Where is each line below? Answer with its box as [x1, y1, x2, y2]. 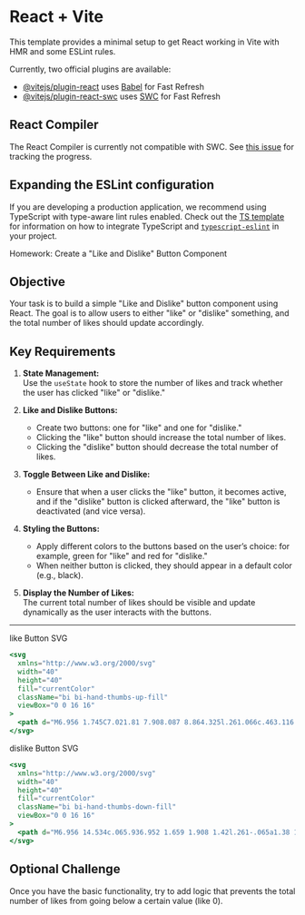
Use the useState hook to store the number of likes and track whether [22, 378, 283, 389]
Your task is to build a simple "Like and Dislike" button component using [9, 298, 279, 310]
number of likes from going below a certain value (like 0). [9, 895, 223, 906]
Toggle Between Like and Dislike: [22, 469, 151, 480]
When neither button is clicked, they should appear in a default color [35, 560, 293, 571]
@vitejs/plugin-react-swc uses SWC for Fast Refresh [22, 91, 221, 102]
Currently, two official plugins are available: [9, 64, 172, 74]
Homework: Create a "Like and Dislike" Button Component [9, 248, 228, 259]
